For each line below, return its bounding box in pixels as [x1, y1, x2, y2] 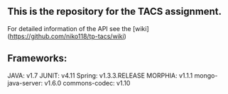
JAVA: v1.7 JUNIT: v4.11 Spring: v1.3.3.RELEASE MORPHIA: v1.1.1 [7, 71, 193, 80]
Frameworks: [7, 52, 67, 64]
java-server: [7, 78, 43, 87]
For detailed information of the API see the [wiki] [7, 24, 149, 33]
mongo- [194, 71, 218, 80]
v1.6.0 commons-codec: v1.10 [44, 78, 131, 87]
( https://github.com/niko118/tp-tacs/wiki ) [7, 32, 126, 40]
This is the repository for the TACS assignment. [7, 6, 222, 18]
